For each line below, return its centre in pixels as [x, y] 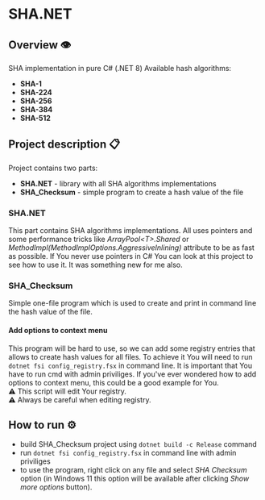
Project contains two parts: [53, 168]
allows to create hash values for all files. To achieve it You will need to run [130, 356]
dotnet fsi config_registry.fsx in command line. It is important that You [130, 365]
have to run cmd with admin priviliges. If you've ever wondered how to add [132, 374]
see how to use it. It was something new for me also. [95, 265]
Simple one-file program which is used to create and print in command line [132, 303]
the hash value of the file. [50, 312]
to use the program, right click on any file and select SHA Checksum [133, 470]
